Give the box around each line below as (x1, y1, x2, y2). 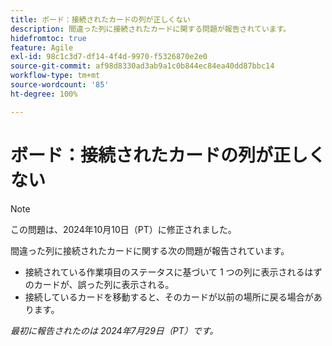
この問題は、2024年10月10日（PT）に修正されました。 (10, 223, 237, 235)
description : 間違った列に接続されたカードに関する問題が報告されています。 (10, 24, 292, 34)
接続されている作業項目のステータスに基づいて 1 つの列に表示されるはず (24, 266, 323, 278)
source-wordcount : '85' (10, 80, 110, 90)
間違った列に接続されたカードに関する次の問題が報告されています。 (10, 244, 290, 256)
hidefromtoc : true (10, 33, 87, 43)
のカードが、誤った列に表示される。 (24, 278, 175, 290)
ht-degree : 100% (10, 89, 78, 99)
